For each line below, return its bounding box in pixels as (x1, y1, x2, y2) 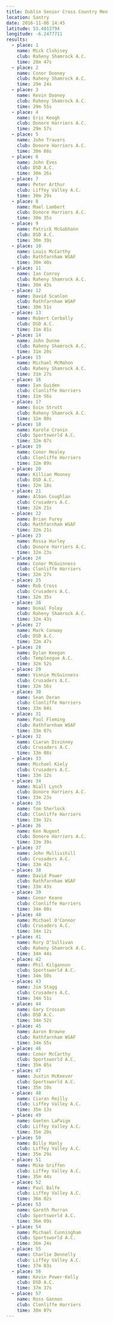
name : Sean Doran (17, 694, 60, 700)
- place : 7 (11, 176, 39, 182)
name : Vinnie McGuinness (17, 672, 79, 678)
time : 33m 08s (17, 750, 52, 756)
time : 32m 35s (17, 594, 52, 600)
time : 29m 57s (17, 126, 52, 132)
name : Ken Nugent (17, 828, 60, 834)
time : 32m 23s (17, 549, 52, 555)
